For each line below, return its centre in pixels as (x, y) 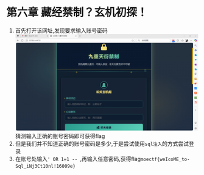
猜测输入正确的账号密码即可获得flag (60, 136)
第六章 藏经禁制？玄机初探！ (77, 12)
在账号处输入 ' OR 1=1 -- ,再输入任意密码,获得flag (78, 159)
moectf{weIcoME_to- (165, 160)
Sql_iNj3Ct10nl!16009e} (45, 166)
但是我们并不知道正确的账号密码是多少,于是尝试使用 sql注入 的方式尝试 (102, 144)
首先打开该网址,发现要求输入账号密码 (61, 30)
